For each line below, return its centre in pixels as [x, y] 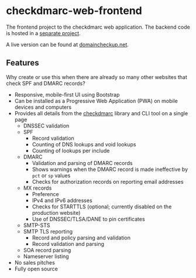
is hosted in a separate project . [43, 33]
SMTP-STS [37, 225]
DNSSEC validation [46, 126]
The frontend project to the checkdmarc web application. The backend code [98, 27]
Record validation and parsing [68, 243]
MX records [37, 188]
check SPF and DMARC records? [46, 83]
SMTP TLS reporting [48, 231]
